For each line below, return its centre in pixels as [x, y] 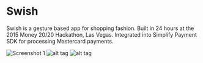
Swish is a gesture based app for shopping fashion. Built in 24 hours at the [100, 28]
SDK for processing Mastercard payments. [60, 41]
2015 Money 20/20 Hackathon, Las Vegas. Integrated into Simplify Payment [102, 34]
